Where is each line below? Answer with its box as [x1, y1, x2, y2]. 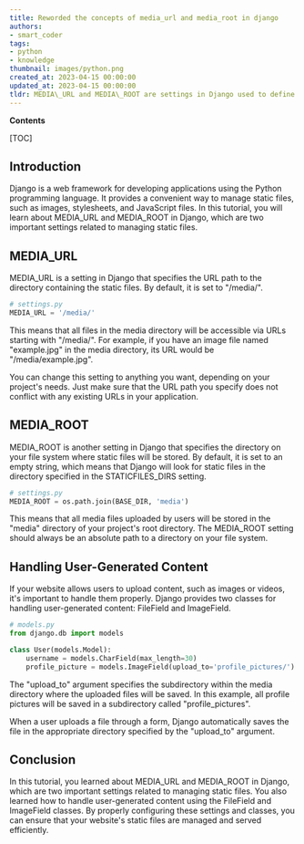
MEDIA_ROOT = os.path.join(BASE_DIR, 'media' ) [9, 496, 189, 506]
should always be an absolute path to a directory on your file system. [9, 533, 269, 544]
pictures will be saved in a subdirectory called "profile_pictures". [9, 698, 251, 709]
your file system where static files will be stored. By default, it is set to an [9, 451, 284, 462]
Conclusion [9, 752, 76, 767]
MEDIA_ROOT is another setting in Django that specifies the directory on [9, 442, 281, 453]
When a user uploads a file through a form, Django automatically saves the [9, 715, 289, 726]
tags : [9, 38, 30, 48]
